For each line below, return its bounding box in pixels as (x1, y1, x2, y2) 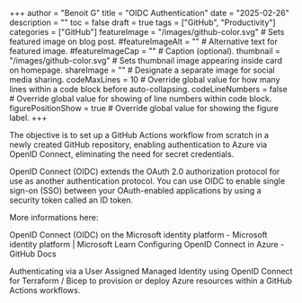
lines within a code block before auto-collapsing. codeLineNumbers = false (9, 84, 288, 94)
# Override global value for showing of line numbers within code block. (9, 93, 272, 104)
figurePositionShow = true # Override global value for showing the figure (9, 103, 279, 113)
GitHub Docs (9, 248, 57, 259)
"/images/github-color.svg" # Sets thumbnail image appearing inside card (9, 56, 283, 65)
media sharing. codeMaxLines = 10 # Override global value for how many (9, 74, 280, 84)
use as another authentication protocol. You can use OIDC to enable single (9, 176, 286, 186)
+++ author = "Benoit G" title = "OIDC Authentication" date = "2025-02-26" (9, 8, 290, 18)
